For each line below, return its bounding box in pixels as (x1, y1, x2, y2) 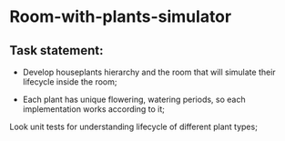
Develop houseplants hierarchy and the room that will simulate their (22, 66, 276, 77)
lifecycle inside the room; (22, 76, 117, 87)
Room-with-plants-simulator (9, 6, 232, 27)
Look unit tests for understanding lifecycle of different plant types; (9, 121, 258, 132)
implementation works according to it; (22, 104, 166, 115)
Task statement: (9, 43, 104, 58)
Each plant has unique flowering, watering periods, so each (22, 94, 246, 105)
